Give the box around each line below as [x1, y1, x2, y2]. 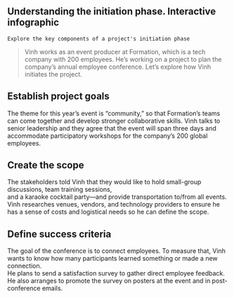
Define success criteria [7, 228, 112, 240]
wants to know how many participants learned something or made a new [7, 254, 218, 263]
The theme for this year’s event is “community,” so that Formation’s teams [7, 109, 221, 117]
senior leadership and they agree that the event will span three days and [7, 124, 216, 132]
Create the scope [7, 160, 84, 171]
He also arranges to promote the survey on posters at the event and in [7, 277, 211, 285]
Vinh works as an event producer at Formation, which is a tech [24, 47, 206, 56]
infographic [7, 17, 60, 29]
